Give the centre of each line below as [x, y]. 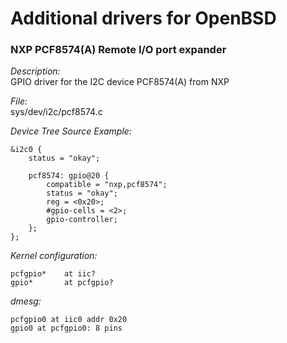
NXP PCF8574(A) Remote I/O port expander [118, 50]
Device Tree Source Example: [71, 131]
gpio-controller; [82, 220]
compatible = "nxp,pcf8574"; [107, 185]
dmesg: [26, 301]
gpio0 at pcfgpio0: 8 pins [66, 328]
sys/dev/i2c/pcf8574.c [56, 112]
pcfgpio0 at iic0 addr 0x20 [69, 320]
